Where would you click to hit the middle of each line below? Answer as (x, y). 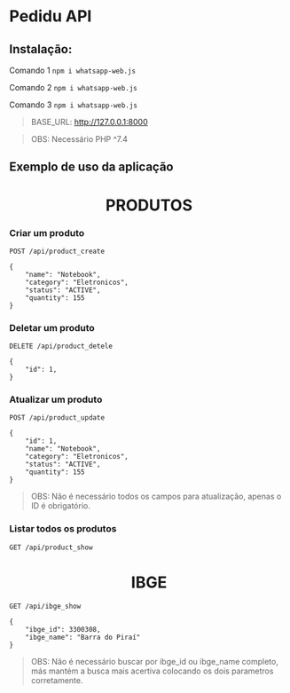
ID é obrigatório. (60, 506)
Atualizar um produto (56, 399)
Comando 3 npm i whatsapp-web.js (73, 105)
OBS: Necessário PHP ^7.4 (79, 139)
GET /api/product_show (51, 547)
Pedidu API (51, 16)
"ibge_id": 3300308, (63, 629)
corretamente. (57, 680)
